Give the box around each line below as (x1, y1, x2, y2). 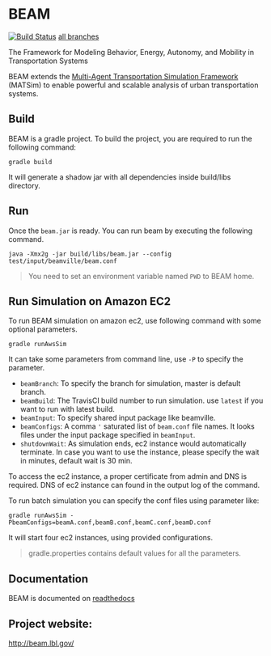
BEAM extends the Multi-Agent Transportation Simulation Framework (8, 71, 239, 81)
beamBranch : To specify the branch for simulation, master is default (19, 379, 241, 388)
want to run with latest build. (19, 404, 116, 414)
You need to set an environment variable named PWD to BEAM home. (28, 271, 255, 281)
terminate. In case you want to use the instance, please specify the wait (19, 447, 260, 457)
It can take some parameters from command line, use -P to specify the (8, 354, 244, 364)
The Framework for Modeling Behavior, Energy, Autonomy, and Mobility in (8, 47, 255, 57)
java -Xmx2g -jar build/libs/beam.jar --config (8, 250, 172, 258)
